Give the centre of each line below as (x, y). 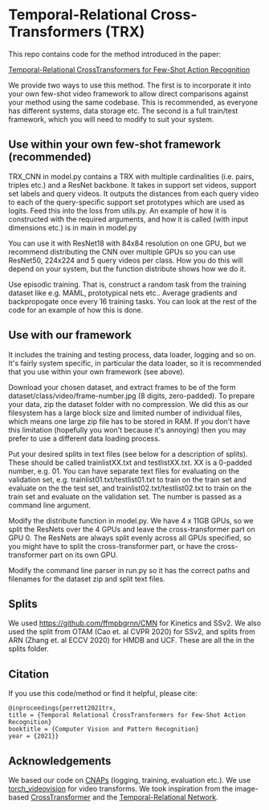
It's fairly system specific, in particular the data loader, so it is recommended (135, 363)
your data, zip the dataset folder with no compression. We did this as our (128, 404)
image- (247, 789)
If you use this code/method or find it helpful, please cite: (103, 694)
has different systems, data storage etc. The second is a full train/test (123, 111)
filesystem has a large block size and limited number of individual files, (125, 413)
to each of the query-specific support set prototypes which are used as (126, 201)
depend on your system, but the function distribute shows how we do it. (127, 269)
